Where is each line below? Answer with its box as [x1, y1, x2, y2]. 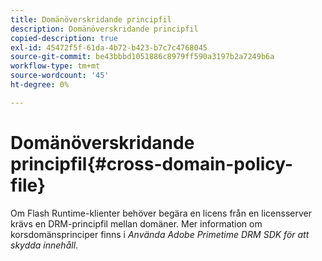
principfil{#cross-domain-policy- [10, 152, 294, 175]
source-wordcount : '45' [10, 71, 110, 81]
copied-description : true [10, 33, 118, 43]
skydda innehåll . [10, 239, 79, 251]
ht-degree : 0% [10, 80, 70, 90]
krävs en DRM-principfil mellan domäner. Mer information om [10, 217, 263, 230]
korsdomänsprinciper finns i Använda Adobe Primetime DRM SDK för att [10, 228, 310, 240]
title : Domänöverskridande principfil [10, 14, 172, 25]
